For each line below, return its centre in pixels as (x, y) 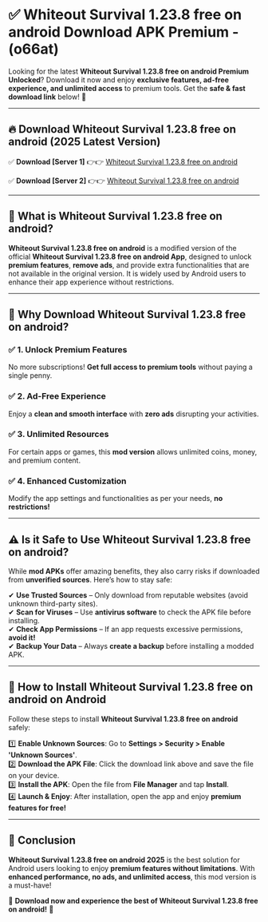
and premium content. (45, 460)
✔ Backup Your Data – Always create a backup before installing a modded (131, 646)
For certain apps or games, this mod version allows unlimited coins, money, (133, 451)
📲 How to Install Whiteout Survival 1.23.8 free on (131, 688)
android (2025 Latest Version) (85, 142)
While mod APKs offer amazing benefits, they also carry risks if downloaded (134, 571)
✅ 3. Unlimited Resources (59, 435)
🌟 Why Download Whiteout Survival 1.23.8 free (127, 314)
